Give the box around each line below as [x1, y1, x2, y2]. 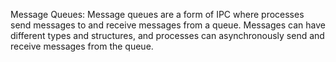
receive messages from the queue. [10, 40, 154, 52]
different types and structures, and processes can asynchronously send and [10, 30, 325, 41]
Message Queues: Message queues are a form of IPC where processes [10, 9, 305, 20]
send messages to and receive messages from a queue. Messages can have [10, 19, 326, 31]
